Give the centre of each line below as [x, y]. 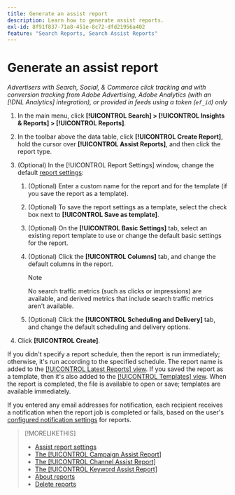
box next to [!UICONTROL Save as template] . [93, 215]
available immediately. [39, 391]
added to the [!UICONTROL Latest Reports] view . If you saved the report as [115, 369]
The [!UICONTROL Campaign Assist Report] [98, 454]
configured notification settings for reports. [69, 420]
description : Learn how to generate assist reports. [86, 20]
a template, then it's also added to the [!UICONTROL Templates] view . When [117, 377]
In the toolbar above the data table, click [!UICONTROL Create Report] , [120, 137]
